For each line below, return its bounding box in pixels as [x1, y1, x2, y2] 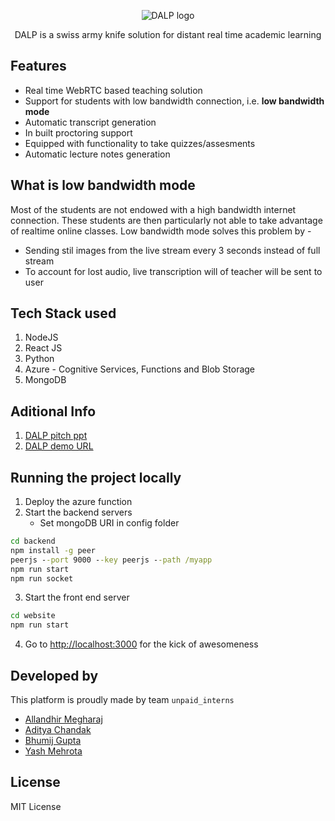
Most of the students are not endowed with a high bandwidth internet [10, 203, 297, 215]
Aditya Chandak [24, 724, 92, 735]
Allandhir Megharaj [24, 713, 103, 725]
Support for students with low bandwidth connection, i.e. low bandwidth [24, 95, 325, 107]
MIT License [10, 800, 62, 812]
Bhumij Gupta [24, 735, 82, 746]
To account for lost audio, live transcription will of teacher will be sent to [24, 265, 323, 277]
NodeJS [24, 331, 59, 344]
